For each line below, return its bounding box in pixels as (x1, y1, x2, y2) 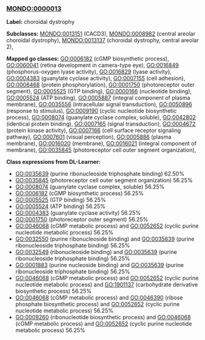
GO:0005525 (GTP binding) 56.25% (15, 196, 106, 204)
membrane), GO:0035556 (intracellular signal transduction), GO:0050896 (6, 101, 192, 108)
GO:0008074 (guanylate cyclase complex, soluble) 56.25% (15, 183, 165, 191)
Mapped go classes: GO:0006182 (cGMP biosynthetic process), (6, 55, 169, 63)
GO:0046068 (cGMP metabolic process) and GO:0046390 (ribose (15, 294, 183, 301)
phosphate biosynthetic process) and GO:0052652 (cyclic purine (15, 301, 180, 308)
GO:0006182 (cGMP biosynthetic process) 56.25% (15, 190, 144, 197)
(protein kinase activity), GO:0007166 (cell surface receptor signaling (6, 127, 181, 134)
